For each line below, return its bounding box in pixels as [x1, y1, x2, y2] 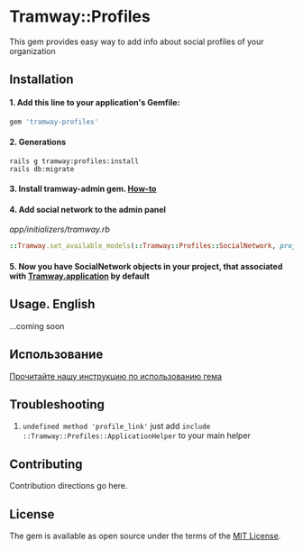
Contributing [9, 456, 83, 472]
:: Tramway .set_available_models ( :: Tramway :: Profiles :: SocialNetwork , [9, 242, 277, 251]
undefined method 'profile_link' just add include [22, 421, 211, 432]
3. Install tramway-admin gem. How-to [9, 183, 157, 195]
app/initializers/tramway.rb [9, 224, 110, 235]
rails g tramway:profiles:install [9, 156, 140, 166]
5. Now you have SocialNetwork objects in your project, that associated [9, 261, 283, 271]
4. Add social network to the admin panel [9, 204, 167, 215]
